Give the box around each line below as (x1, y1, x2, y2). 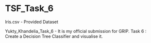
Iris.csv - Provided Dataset (5, 19, 58, 25)
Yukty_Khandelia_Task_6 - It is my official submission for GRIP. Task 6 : (5, 28, 147, 34)
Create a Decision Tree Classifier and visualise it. (5, 33, 103, 39)
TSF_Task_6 (5, 3, 54, 14)
